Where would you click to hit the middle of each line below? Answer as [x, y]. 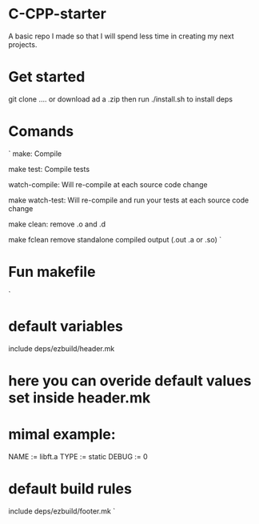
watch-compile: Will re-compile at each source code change [108, 184]
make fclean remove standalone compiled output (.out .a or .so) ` [115, 239]
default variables [66, 326]
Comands [41, 132]
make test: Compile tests [49, 169]
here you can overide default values [130, 380]
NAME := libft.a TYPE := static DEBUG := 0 [78, 456]
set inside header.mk [80, 398]
